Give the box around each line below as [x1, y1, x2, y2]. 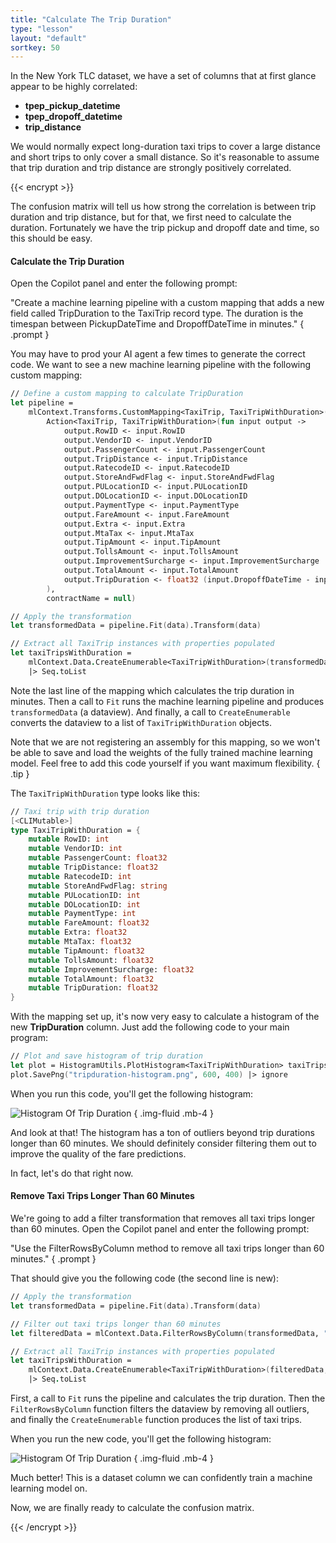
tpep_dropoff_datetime [24, 111, 123, 123]
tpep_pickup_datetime [24, 100, 121, 112]
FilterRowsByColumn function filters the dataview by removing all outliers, [10, 1403, 310, 1415]
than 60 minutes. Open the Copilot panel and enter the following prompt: [10, 1223, 310, 1235]
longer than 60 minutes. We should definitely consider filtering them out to [10, 1137, 317, 1149]
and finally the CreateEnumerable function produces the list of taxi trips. [10, 1414, 303, 1426]
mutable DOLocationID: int [28, 899, 141, 910]
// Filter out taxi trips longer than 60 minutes [10, 1319, 222, 1329]
